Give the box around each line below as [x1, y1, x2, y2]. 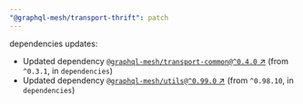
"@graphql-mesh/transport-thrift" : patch [9, 13, 169, 23]
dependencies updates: [9, 38, 98, 49]
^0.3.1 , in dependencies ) [22, 65, 114, 76]
